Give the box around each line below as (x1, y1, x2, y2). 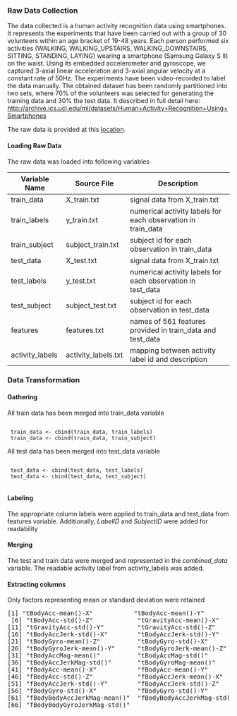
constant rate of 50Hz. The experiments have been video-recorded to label (7, 74, 226, 83)
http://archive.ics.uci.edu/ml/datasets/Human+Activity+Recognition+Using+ (7, 104, 228, 113)
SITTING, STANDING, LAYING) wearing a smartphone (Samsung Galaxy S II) (7, 51, 229, 60)
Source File (75, 178, 114, 188)
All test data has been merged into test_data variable (7, 447, 160, 455)
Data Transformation (7, 375, 80, 385)
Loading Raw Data (7, 141, 62, 150)
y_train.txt (66, 214, 99, 224)
